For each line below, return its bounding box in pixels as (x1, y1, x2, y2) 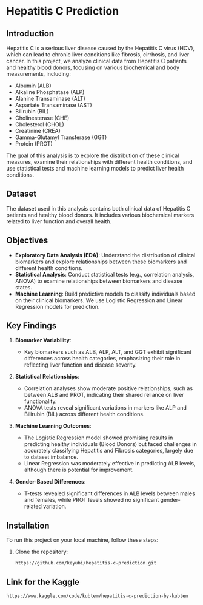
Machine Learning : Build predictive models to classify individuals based (15, 290, 196, 297)
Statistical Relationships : (15, 373, 80, 380)
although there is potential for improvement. (24, 466, 135, 474)
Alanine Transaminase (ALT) (15, 95, 86, 102)
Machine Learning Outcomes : (15, 422, 92, 430)
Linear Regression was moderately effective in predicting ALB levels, (24, 460, 196, 467)
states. (15, 283, 32, 291)
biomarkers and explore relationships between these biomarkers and (15, 258, 187, 265)
